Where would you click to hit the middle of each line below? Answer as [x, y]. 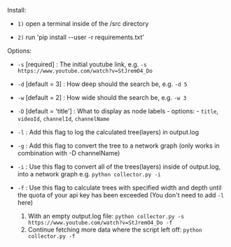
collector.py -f [51, 237]
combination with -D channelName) [69, 153]
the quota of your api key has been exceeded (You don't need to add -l [120, 195]
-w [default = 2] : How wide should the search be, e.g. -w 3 [102, 98]
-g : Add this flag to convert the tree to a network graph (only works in [118, 146]
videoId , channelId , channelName [63, 119]
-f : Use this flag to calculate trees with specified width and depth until [119, 188]
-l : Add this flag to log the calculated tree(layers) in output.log [108, 132]
